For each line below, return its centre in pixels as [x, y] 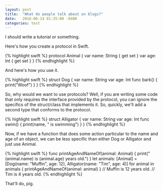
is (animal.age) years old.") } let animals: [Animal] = [86, 159]
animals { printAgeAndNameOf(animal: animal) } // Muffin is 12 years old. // [80, 169]
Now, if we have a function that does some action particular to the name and [81, 134]
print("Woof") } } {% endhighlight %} [42, 85]
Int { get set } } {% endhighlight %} [40, 61]
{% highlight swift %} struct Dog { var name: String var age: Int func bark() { [81, 80]
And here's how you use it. [32, 70]
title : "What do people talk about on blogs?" [54, 14]
